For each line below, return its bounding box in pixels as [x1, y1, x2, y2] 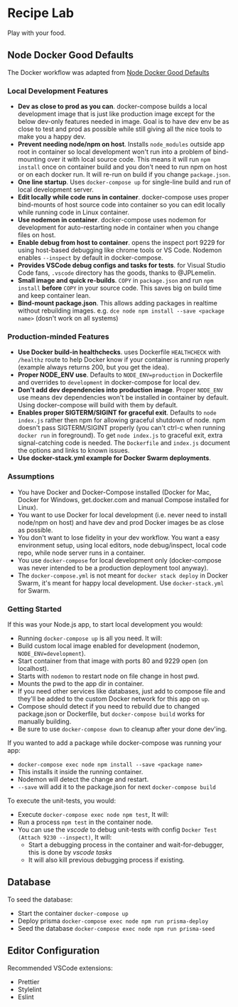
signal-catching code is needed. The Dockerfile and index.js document [17, 439, 231, 447]
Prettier [17, 977, 40, 986]
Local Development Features [7, 85, 109, 95]
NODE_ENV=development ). [17, 649, 87, 657]
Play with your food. [7, 28, 66, 37]
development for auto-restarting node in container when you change [17, 223, 219, 232]
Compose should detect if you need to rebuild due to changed [17, 701, 200, 710]
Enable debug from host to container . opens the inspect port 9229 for [17, 239, 225, 247]
